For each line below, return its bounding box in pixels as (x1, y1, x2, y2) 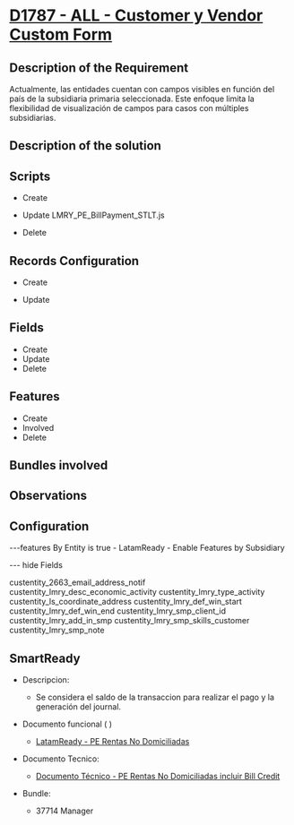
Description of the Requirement (9, 60, 189, 75)
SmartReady (9, 650, 81, 666)
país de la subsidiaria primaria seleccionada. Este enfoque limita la (9, 93, 255, 104)
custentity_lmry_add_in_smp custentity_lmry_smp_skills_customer (9, 615, 250, 626)
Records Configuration (9, 253, 140, 269)
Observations (9, 488, 88, 503)
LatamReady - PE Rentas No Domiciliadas (35, 736, 190, 747)
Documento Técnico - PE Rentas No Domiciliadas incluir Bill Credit (35, 771, 281, 782)
